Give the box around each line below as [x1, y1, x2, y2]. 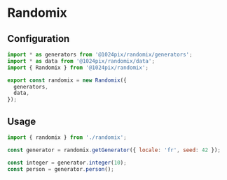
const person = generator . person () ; [7, 165, 114, 172]
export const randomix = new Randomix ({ [7, 77, 128, 84]
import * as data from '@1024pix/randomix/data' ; [7, 57, 156, 64]
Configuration [7, 33, 70, 45]
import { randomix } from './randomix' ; [7, 134, 128, 141]
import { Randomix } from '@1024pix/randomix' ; [7, 64, 149, 71]
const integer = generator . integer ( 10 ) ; [7, 159, 128, 166]
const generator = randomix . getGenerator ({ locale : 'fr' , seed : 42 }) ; [7, 147, 221, 153]
